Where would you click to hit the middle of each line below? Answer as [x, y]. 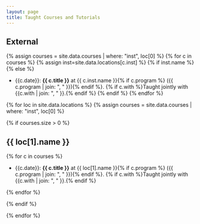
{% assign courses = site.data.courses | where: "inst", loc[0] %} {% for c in [99, 56]
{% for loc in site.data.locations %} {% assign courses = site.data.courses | [99, 105]
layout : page [22, 12]
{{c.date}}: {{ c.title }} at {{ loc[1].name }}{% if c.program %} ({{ [94, 168]
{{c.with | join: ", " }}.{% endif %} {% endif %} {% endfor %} [89, 93]
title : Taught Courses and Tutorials [53, 17]
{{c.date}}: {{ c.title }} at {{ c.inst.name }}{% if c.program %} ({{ [94, 80]
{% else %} [20, 69]
